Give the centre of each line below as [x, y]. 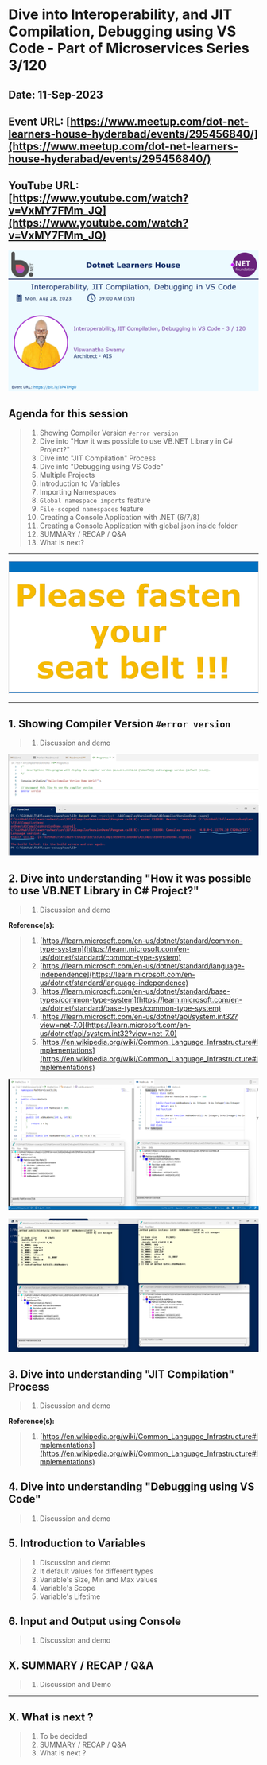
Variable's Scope [67, 1588]
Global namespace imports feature [95, 500]
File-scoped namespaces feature [92, 509]
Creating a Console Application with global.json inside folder [138, 526]
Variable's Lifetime [70, 1596]
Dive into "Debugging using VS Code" [102, 467]
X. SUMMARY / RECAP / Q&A [81, 1665]
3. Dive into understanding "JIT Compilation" [121, 1374]
